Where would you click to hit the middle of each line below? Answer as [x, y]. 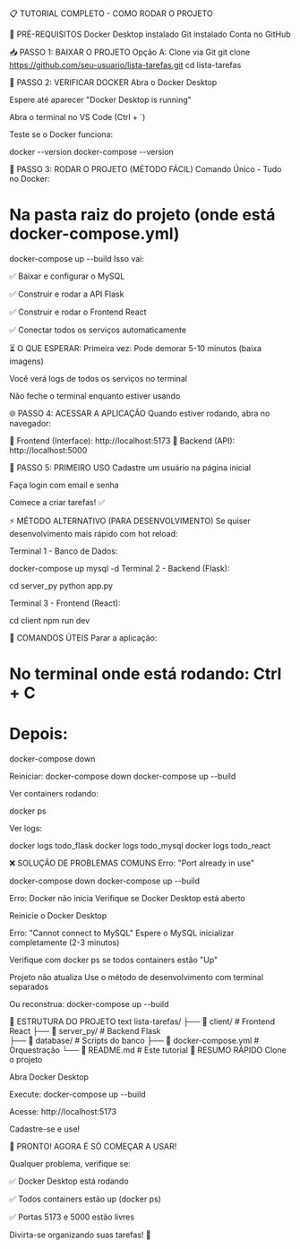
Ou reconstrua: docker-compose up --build [89, 1004]
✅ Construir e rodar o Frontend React [78, 312]
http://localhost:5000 [48, 450]
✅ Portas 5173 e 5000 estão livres [72, 1217]
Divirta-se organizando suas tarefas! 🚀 [80, 1235]
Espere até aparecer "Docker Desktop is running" [101, 99]
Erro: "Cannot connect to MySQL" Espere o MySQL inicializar [122, 933]
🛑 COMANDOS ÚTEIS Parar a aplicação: [83, 637]
